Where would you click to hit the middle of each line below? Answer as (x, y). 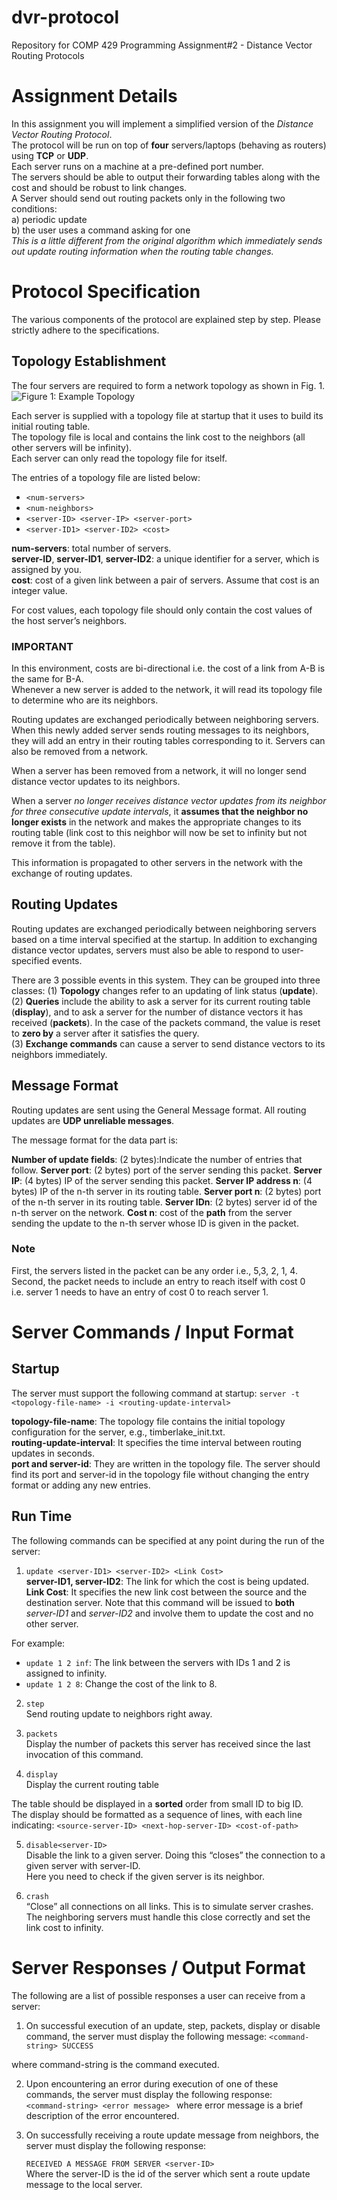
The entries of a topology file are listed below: (106, 477)
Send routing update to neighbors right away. (119, 1713)
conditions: (34, 208)
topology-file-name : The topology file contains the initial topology (148, 1421)
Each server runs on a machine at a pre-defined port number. (137, 166)
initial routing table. (51, 426)
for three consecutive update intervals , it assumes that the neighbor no (160, 811)
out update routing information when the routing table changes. (142, 251)
